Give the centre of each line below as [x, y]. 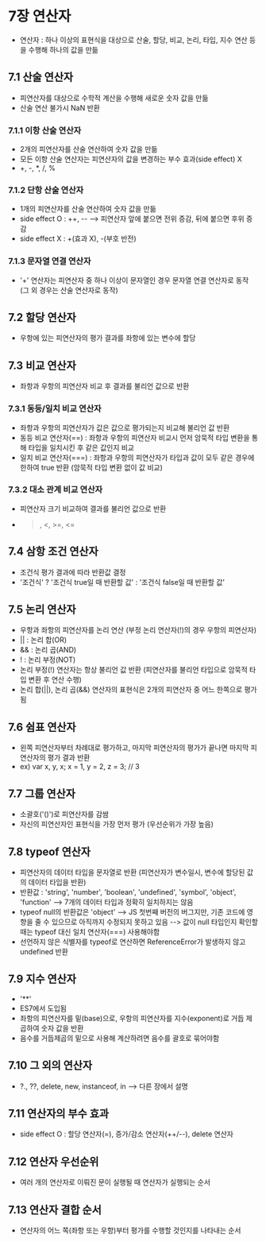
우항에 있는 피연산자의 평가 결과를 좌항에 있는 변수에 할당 [108, 338]
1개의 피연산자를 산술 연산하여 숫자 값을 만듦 [88, 209]
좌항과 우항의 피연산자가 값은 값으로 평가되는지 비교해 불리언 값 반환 [125, 428]
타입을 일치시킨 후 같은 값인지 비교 [81, 447]
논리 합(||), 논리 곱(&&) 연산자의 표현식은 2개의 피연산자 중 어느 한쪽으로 [131, 690]
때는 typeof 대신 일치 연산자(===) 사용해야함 [90, 931]
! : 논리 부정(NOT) [48, 660]
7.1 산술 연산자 [41, 77]
